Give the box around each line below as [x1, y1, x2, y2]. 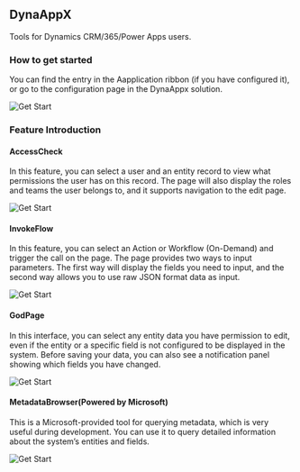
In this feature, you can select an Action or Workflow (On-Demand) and [9, 243, 274, 254]
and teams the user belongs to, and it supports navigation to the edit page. [9, 185, 286, 196]
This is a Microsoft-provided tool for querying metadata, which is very [9, 416, 268, 427]
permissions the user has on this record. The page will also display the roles [9, 176, 292, 186]
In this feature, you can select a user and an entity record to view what [9, 166, 271, 177]
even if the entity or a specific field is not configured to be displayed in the [9, 340, 286, 350]
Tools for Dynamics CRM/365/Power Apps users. [9, 31, 192, 41]
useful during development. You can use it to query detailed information [9, 426, 277, 437]
